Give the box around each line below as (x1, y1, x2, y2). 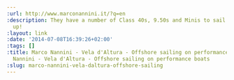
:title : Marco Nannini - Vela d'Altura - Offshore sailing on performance (6, 49, 229, 56)
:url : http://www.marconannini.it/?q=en (6, 10, 126, 17)
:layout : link (6, 29, 48, 37)
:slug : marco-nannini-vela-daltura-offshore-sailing (6, 62, 163, 69)
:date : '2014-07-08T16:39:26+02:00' (6, 36, 113, 43)
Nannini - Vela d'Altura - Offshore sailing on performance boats (13, 56, 210, 63)
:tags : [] (6, 42, 36, 49)
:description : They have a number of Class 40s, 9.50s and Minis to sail (6, 17, 226, 24)
